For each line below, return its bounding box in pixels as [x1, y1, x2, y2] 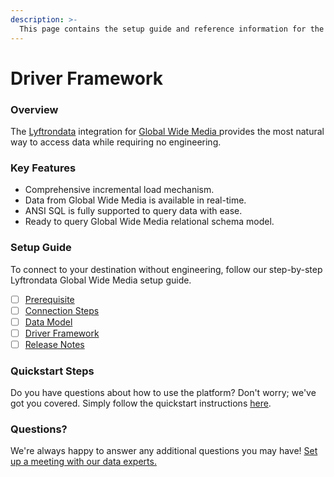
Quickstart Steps [10, 364, 95, 378]
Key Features [10, 161, 77, 175]
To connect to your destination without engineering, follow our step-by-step [10, 263, 323, 275]
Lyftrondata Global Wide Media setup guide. [10, 274, 192, 286]
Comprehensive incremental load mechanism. [24, 184, 215, 196]
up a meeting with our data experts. [10, 456, 157, 468]
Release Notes [24, 338, 85, 350]
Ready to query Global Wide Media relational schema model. [24, 216, 275, 228]
